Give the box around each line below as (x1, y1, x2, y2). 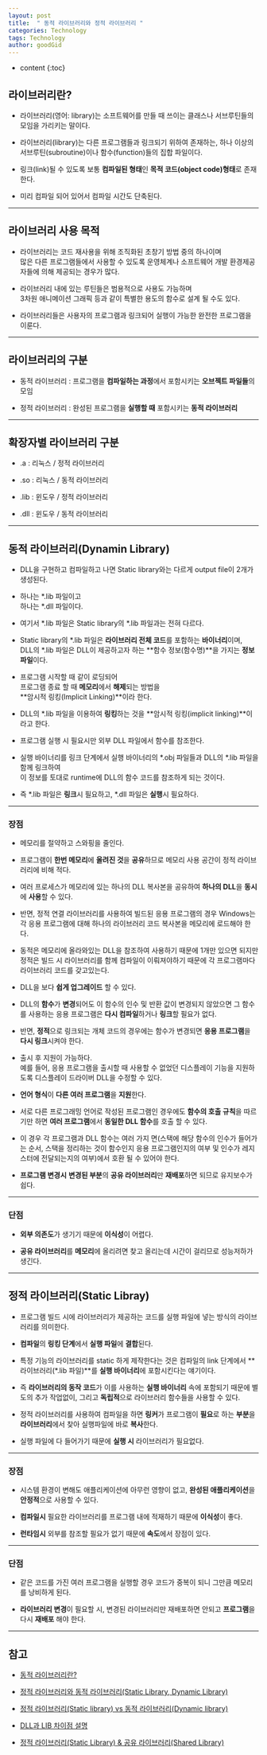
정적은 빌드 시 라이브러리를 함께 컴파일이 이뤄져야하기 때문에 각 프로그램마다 (19, 955, 256, 965)
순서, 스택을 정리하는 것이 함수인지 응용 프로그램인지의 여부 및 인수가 (28, 1143, 241, 1154)
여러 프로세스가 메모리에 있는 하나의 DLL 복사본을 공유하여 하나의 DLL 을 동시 (19, 882, 257, 892)
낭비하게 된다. (28, 1588, 72, 1597)
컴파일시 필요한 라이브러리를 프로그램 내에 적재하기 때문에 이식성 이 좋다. (19, 1512, 243, 1521)
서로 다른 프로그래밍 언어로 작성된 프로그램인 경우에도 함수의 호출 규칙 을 (19, 1107, 242, 1116)
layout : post (8, 11, 52, 20)
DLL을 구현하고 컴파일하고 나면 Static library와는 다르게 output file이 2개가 (19, 565, 254, 574)
